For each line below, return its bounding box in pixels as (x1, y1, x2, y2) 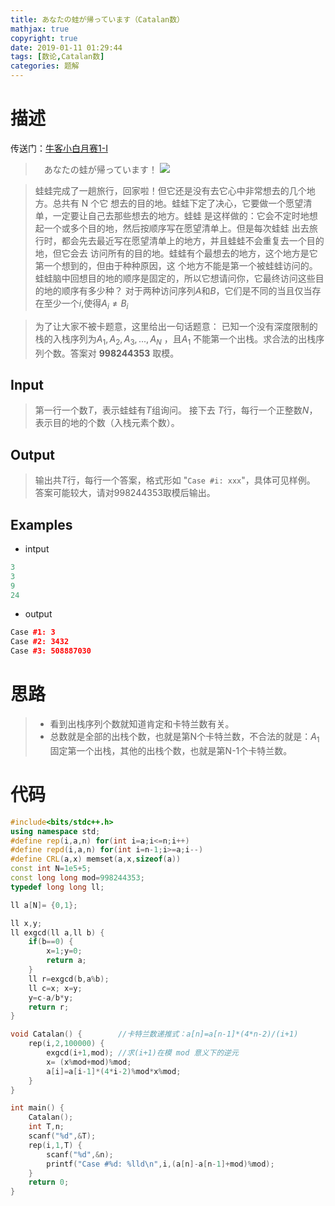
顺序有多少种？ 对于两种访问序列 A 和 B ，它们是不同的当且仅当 (61, 284, 313, 296)
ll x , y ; (10, 918, 43, 928)
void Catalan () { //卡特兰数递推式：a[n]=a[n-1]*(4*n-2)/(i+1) (10, 1029, 299, 1040)
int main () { (10, 1103, 65, 1113)
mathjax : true (10, 24, 70, 34)
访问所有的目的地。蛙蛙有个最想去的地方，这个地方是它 (89, 247, 318, 259)
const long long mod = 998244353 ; (10, 873, 145, 883)
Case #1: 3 (10, 627, 56, 638)
